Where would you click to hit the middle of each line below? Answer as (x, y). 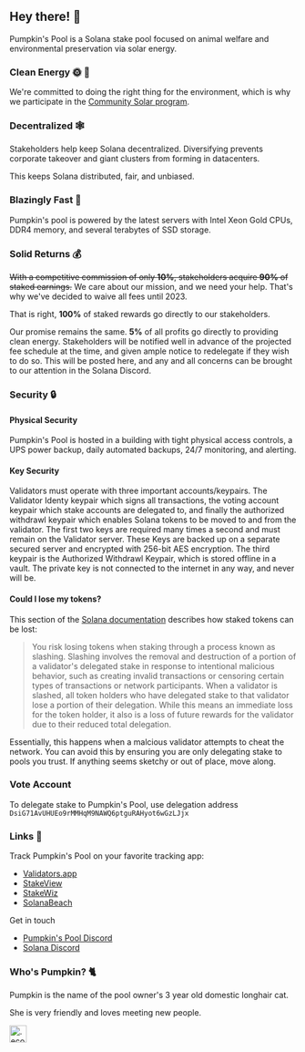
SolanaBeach (47, 902)
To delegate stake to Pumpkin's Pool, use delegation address (124, 804)
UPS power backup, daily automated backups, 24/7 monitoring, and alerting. (153, 450)
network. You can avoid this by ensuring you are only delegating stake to (146, 751)
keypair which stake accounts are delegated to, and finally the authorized (147, 511)
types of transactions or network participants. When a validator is (154, 686)
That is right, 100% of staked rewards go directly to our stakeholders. (140, 314)
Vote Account (41, 785)
